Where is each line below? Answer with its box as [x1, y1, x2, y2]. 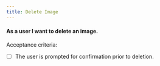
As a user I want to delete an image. [6, 28, 99, 35]
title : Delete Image [6, 8, 59, 15]
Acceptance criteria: [6, 41, 58, 48]
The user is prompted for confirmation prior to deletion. [15, 53, 154, 60]
